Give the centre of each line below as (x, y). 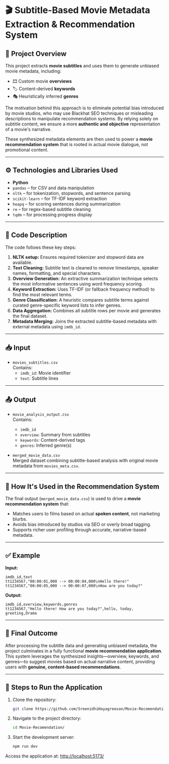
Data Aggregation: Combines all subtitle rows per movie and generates (87, 310)
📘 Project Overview (36, 54)
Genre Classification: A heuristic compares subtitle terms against (81, 300)
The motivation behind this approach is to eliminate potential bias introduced (84, 108)
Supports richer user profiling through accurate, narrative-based (79, 530)
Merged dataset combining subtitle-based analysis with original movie (85, 461)
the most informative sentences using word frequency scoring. (78, 284)
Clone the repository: (34, 700)
